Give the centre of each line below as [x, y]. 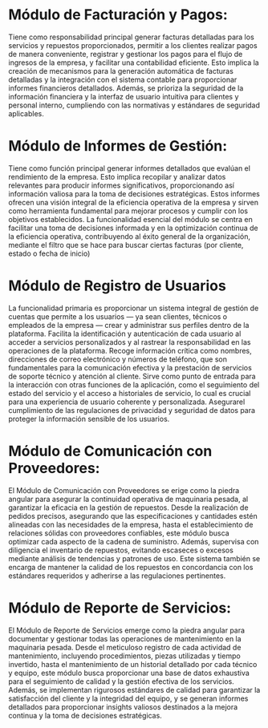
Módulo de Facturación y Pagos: [118, 15]
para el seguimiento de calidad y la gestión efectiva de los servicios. [121, 681]
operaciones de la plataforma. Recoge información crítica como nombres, [130, 350]
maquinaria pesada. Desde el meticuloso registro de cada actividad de [125, 647]
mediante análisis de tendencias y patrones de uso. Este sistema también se [134, 558]
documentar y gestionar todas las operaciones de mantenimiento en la [125, 638]
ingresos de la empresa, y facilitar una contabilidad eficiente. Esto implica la [134, 63]
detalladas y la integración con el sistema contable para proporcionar [123, 79]
